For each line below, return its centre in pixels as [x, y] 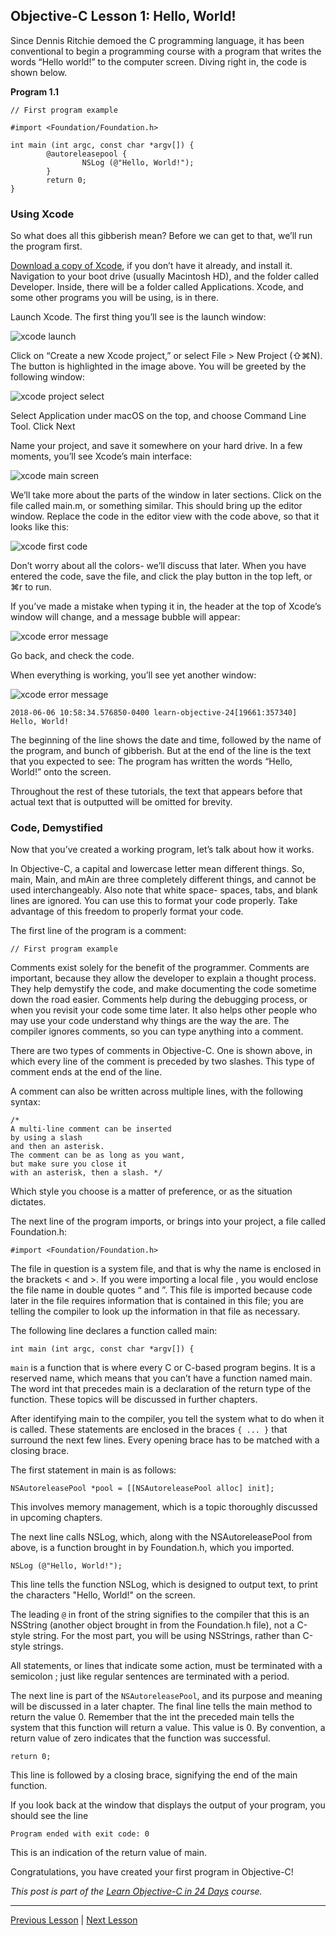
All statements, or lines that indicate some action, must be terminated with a [166, 1666]
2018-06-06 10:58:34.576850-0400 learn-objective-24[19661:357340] [154, 713]
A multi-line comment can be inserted [91, 1129]
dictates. [28, 1202]
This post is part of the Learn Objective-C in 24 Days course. [136, 1891]
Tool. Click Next [43, 426]
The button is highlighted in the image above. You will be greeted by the [158, 366]
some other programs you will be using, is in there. [114, 298]
